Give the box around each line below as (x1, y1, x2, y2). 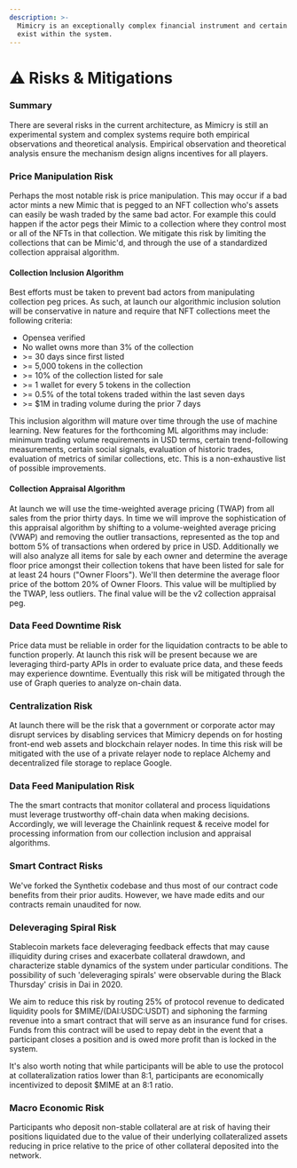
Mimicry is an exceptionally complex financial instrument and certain (17, 21, 288, 30)
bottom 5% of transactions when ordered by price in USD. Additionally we (9, 541, 279, 552)
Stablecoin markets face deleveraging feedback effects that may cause (9, 942, 270, 952)
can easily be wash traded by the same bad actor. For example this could (9, 210, 277, 220)
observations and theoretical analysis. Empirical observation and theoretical (9, 139, 286, 149)
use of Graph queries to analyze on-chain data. (9, 677, 182, 688)
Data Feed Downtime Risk (9, 619, 122, 632)
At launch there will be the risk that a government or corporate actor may (9, 720, 276, 731)
